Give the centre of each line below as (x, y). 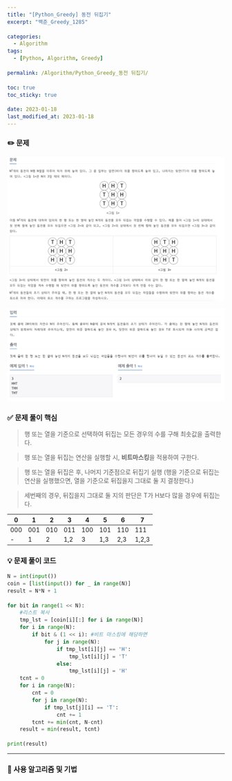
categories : (24, 37)
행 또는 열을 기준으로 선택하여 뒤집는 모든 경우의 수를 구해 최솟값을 (113, 434)
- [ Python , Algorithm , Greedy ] (58, 59)
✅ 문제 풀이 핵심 (32, 417)
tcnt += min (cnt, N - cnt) (68, 722)
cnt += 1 (69, 715)
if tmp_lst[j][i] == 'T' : (81, 707)
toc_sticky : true (32, 95)
